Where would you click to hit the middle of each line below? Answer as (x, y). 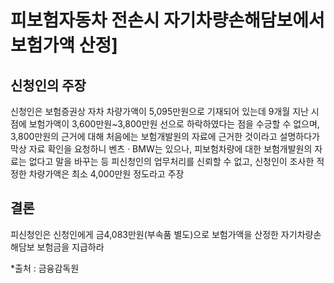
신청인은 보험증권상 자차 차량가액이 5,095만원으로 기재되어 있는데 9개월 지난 (159, 111)
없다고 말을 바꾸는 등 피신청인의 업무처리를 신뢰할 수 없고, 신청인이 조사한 (171, 161)
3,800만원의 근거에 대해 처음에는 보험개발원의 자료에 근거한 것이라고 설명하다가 (165, 136)
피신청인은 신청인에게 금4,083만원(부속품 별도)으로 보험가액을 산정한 (144, 234)
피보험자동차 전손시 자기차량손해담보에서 (167, 20)
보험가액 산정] (64, 45)
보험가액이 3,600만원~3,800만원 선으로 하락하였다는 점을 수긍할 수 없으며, (174, 124)
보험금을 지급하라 (70, 247)
